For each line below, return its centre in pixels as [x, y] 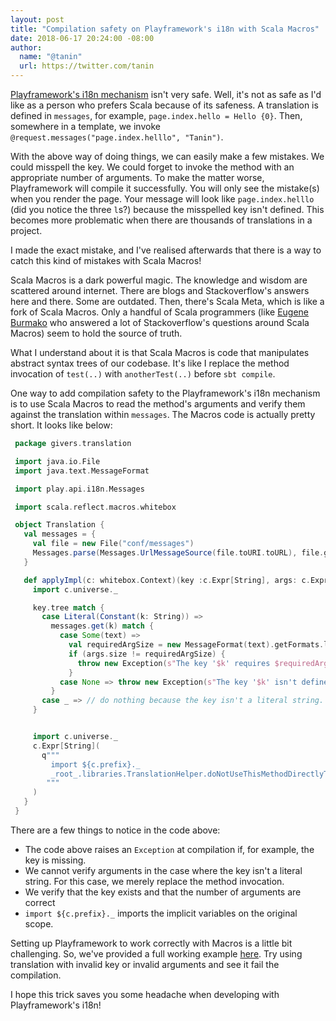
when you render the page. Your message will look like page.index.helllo [162, 199]
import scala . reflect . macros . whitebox [95, 507]
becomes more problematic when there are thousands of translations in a [161, 220]
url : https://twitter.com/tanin [87, 66]
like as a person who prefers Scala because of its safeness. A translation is [164, 105]
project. [26, 230]
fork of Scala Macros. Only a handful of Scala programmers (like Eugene [159, 312]
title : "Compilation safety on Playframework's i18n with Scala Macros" [165, 29]
